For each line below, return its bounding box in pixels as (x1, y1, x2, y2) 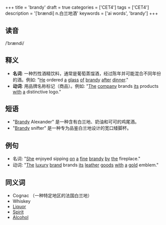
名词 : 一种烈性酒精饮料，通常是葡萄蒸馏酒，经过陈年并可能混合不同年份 (12, 70, 161, 76)
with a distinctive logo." (12, 88, 62, 95)
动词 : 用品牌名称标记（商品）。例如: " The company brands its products (12, 83, 159, 89)
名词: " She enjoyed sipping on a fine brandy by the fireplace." (12, 156, 141, 162)
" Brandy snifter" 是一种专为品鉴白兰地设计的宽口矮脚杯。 (12, 125, 132, 131)
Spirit (12, 209, 24, 215)
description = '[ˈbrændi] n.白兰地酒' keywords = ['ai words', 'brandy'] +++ (5, 10, 158, 16)
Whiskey (12, 198, 31, 204)
